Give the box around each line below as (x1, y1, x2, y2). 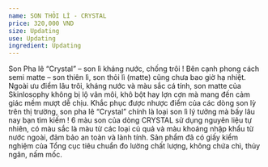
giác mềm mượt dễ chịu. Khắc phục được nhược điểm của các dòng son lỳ (8, 98, 257, 108)
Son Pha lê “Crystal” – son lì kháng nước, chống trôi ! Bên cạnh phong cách (8, 64, 260, 73)
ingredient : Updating (8, 42, 82, 50)
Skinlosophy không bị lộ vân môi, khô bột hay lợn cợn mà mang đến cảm (8, 90, 251, 99)
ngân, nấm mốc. (8, 150, 62, 160)
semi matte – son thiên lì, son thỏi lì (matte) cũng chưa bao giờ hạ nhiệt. (8, 73, 247, 82)
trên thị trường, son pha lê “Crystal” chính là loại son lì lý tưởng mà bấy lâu (8, 106, 255, 117)
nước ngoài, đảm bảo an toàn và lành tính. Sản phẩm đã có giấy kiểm (8, 132, 239, 142)
